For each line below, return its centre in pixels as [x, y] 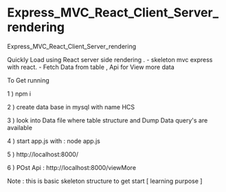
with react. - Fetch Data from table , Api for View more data [91, 67]
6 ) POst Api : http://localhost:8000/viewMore [71, 167]
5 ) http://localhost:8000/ [43, 154]
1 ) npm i [19, 94]
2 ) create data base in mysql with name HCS [71, 107]
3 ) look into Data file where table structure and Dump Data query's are [108, 120]
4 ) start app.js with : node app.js [54, 141]
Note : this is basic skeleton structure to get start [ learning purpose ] [105, 181]
